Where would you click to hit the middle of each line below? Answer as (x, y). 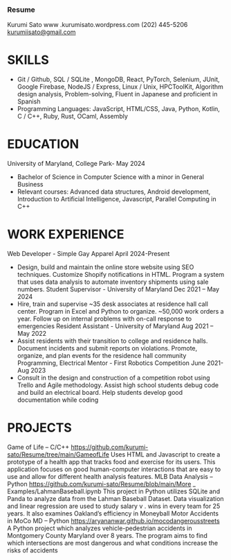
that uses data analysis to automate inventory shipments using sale (113, 282)
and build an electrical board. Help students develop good (100, 393)
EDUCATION (43, 144)
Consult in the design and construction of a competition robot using (113, 378)
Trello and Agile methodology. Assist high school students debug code (118, 385)
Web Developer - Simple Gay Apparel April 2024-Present (89, 254)
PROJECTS (40, 428)
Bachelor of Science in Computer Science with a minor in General (110, 177)
